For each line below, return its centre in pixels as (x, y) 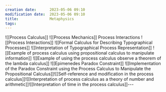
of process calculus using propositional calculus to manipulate (91, 53)
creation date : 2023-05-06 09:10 (45, 10)
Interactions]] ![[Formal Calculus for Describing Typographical (89, 43)
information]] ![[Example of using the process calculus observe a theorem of (83, 58)
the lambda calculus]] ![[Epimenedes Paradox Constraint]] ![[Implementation (83, 63)
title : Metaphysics (40, 19)
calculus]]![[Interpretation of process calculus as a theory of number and (80, 79)
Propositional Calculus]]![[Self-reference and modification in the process (79, 74)
